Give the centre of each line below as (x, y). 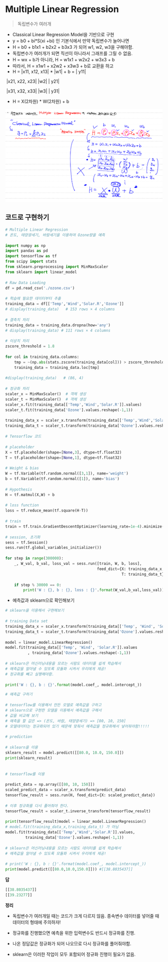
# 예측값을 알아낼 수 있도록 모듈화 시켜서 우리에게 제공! (56, 853)
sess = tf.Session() (27, 542)
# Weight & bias (22, 468)
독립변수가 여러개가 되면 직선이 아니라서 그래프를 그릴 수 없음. (72, 53)
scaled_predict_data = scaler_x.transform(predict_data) (66, 790)
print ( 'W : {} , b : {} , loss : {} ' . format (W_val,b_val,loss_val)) (94, 590)
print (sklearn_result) (29, 758)
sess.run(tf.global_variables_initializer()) (53, 548)
